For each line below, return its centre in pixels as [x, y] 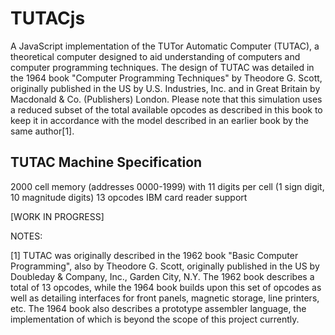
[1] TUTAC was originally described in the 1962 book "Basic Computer [154, 255]
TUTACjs [48, 18]
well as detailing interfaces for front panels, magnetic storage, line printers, [165, 298]
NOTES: [26, 236]
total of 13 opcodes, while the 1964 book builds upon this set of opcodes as [166, 287]
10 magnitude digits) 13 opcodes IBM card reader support [129, 197]
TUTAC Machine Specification [106, 162]
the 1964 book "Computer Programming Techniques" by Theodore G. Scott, [166, 78]
